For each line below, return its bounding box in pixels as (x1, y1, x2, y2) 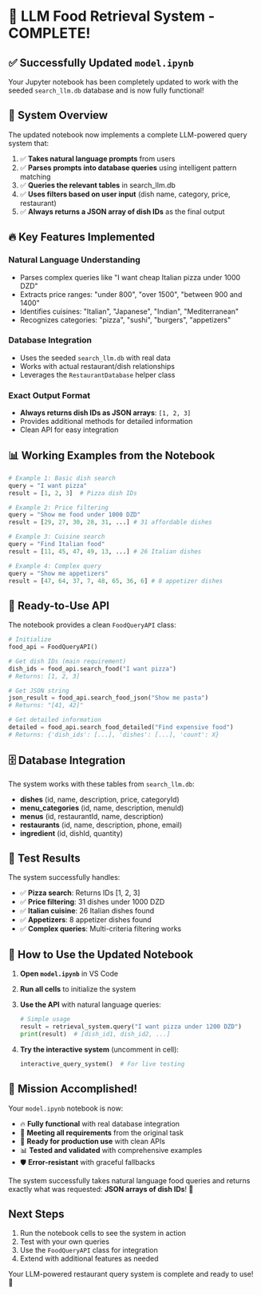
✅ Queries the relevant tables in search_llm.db (19, 180, 176, 190)
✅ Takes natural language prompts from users (19, 153, 176, 163)
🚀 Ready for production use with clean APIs (19, 1136, 166, 1146)
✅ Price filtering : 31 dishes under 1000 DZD (19, 897, 165, 907)
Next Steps (8, 1207, 65, 1221)
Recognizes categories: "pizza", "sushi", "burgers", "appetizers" (19, 315, 231, 324)
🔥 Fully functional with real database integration (19, 1119, 180, 1128)
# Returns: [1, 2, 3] (8, 672, 81, 680)
